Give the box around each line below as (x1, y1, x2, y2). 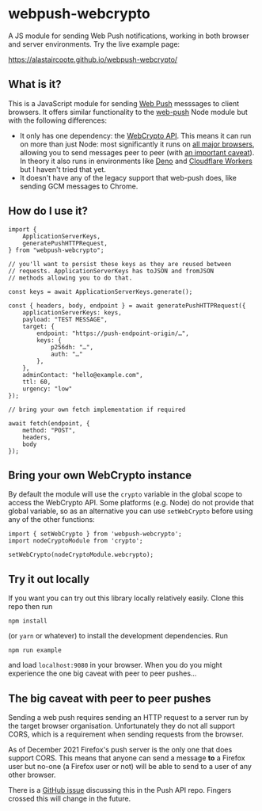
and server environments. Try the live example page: (8, 39, 180, 48)
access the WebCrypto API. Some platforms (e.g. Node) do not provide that (8, 498, 255, 508)
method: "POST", (22, 426, 77, 434)
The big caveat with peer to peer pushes (8, 691, 211, 705)
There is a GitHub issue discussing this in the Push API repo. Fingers (8, 786, 232, 794)
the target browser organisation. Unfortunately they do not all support (8, 722, 235, 730)
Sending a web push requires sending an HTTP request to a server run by (8, 713, 249, 722)
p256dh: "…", (50, 343, 93, 351)
